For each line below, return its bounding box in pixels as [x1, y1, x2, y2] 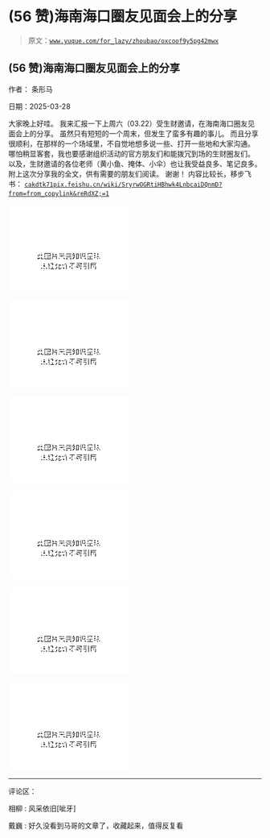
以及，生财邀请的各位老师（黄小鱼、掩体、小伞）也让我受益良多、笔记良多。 [8, 159, 262, 168]
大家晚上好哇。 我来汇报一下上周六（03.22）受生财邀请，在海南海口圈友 [8, 118, 248, 128]
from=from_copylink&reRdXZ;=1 [8, 189, 110, 197]
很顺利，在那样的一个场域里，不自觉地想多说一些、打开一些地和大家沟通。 [8, 139, 255, 148]
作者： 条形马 [8, 84, 53, 93]
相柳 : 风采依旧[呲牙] [8, 803, 76, 813]
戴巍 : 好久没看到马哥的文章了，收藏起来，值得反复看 [8, 820, 183, 830]
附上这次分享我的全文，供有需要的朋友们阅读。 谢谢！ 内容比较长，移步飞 [8, 168, 252, 178]
